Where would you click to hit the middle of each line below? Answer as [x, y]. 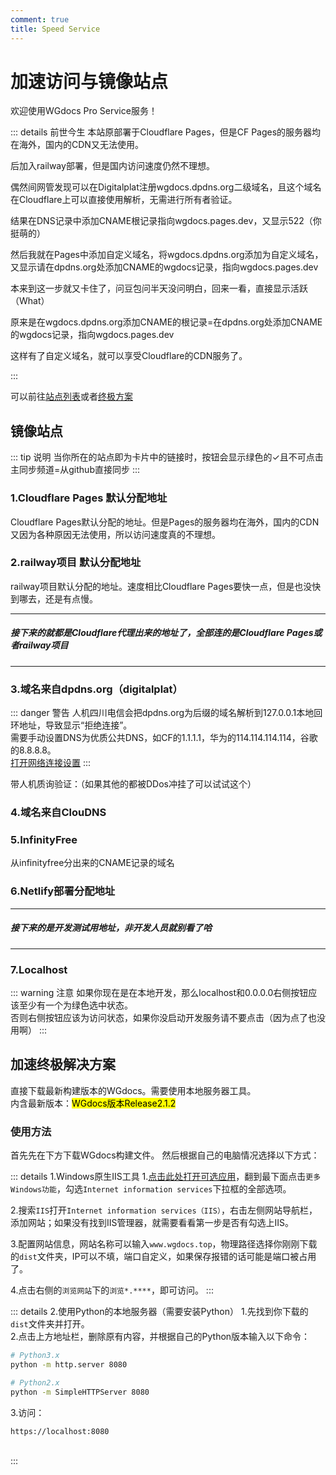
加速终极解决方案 [63, 1064]
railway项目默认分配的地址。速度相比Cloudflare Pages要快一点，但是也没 [161, 586]
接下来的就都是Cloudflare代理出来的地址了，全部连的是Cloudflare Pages [162, 633]
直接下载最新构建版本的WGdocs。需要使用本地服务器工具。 [133, 1090]
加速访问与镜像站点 [89, 81]
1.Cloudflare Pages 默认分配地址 [89, 498]
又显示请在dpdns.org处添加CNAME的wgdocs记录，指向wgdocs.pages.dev [164, 267]
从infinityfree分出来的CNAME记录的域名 [92, 863]
